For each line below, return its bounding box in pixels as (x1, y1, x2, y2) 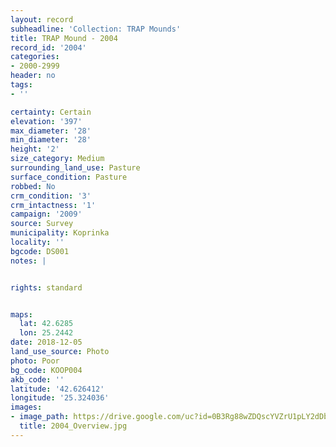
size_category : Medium (10, 154, 105, 164)
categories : (10, 52, 60, 62)
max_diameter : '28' (10, 126, 92, 136)
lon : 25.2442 (19, 328, 74, 338)
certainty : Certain (10, 107, 92, 117)
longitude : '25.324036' (10, 393, 110, 403)
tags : (10, 80, 33, 90)
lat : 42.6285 (19, 319, 74, 329)
